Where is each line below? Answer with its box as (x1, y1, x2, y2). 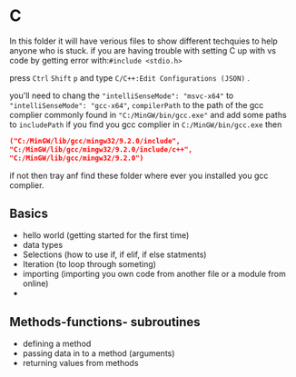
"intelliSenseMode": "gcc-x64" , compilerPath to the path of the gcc (9, 99, 264, 110)
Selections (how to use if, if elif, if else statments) (22, 249, 207, 260)
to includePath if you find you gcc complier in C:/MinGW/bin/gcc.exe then (9, 119, 282, 130)
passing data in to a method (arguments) (22, 348, 175, 359)
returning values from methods (22, 358, 139, 369)
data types (22, 240, 64, 251)
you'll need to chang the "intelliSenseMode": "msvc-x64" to (9, 90, 234, 101)
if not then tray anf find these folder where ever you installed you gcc (9, 170, 269, 181)
